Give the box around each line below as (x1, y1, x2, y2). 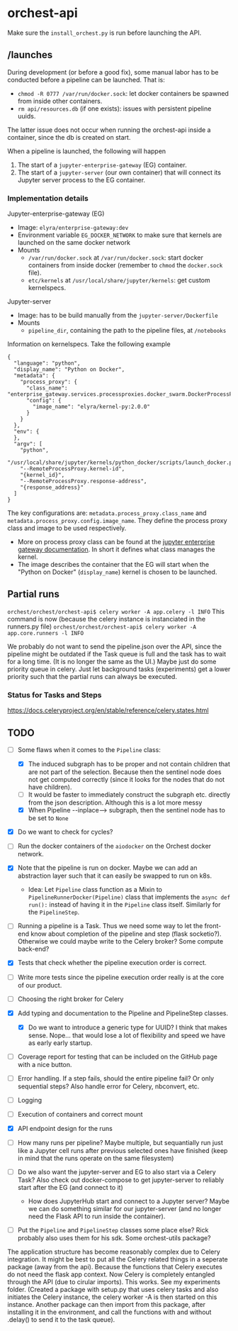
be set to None (28, 814, 69, 822)
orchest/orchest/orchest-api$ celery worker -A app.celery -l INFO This (7, 607, 225, 615)
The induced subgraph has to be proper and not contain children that (28, 760, 230, 768)
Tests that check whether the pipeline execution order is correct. (17, 959, 207, 967)
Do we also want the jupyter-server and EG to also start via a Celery (17, 1168, 216, 1176)
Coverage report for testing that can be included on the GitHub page (17, 1052, 218, 1061)
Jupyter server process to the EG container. (17, 175, 146, 184)
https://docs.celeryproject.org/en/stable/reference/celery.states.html (7, 706, 209, 714)
